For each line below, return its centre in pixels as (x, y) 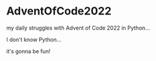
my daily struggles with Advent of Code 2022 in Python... (78, 28)
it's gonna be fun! (28, 51)
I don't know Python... (34, 39)
